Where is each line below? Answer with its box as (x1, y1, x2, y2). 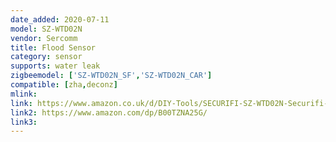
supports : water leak (10, 61, 101, 71)
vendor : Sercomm (10, 33, 78, 43)
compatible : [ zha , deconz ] (10, 80, 118, 90)
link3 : (10, 117, 38, 127)
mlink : (10, 89, 38, 99)
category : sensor (10, 52, 83, 62)
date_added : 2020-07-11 (10, 14, 110, 25)
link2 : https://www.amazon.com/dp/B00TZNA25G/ (10, 107, 208, 118)
